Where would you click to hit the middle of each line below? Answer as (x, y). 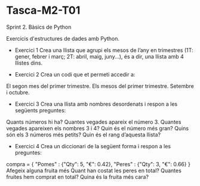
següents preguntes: (40, 110)
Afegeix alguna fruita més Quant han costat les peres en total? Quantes (94, 170)
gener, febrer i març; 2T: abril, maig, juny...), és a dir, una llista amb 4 (99, 56)
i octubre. (18, 92)
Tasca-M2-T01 (43, 10)
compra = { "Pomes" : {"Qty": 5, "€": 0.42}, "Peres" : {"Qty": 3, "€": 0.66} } (99, 164)
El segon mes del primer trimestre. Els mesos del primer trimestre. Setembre (100, 86)
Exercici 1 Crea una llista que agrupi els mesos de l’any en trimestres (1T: (104, 50)
